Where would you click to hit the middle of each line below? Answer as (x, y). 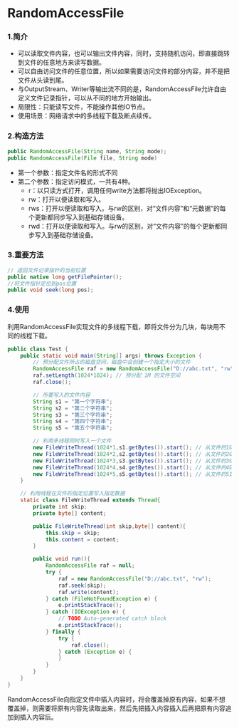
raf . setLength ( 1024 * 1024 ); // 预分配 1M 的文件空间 (107, 375)
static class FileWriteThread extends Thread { (90, 500)
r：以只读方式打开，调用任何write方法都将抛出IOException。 (117, 190)
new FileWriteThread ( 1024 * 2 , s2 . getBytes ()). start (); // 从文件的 (129, 454)
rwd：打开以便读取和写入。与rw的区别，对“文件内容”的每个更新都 (124, 226)
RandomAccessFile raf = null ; (90, 566)
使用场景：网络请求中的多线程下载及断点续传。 (86, 116)
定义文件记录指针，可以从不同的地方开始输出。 (86, 98)
